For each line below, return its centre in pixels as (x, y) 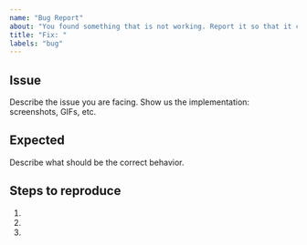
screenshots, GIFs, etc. (53, 112)
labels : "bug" (37, 43)
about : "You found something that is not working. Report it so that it (151, 26)
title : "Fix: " (38, 35)
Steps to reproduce (65, 191)
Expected (37, 141)
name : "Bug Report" (47, 18)
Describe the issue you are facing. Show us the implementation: (129, 102)
